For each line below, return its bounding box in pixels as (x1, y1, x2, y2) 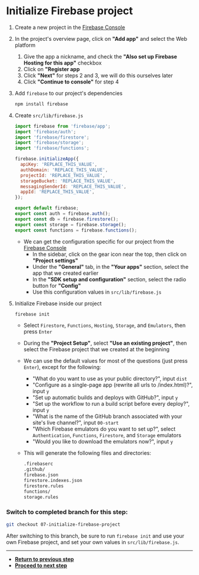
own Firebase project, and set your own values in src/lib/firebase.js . (6, 538, 179, 545)
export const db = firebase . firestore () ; (14, 216, 119, 222)
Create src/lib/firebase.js (14, 111, 84, 119)
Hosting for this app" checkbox (23, 59, 102, 66)
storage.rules (23, 494, 59, 500)
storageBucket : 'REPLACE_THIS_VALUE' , (20, 178, 116, 184)
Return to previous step (14, 555, 74, 563)
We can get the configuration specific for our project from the (23, 238, 175, 245)
